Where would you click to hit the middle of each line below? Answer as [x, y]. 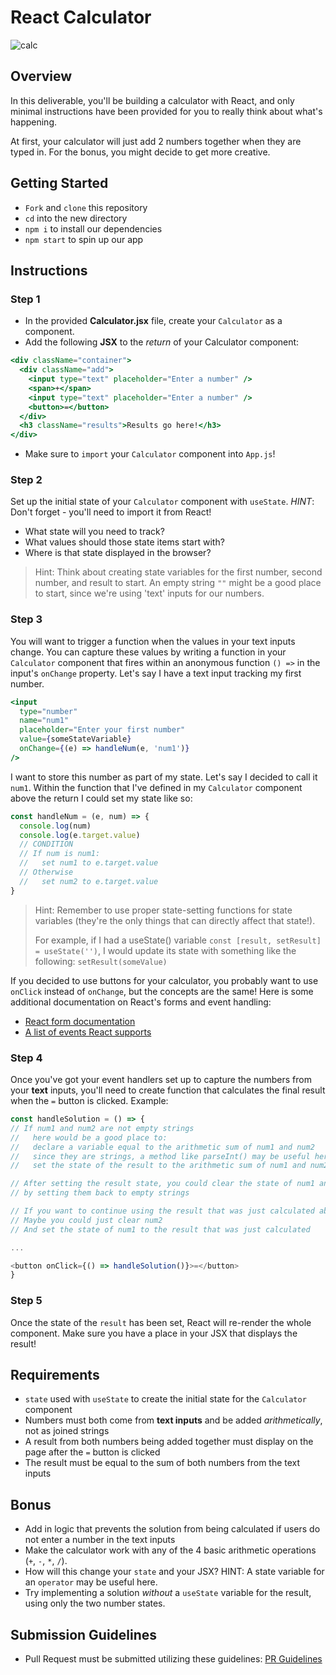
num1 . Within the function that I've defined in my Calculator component [156, 787]
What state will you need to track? [94, 532]
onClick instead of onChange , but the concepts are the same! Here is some [162, 991]
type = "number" [48, 711]
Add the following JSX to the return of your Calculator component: [162, 342]
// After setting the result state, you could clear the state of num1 [162, 1184]
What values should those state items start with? [124, 542]
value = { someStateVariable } [75, 739]
